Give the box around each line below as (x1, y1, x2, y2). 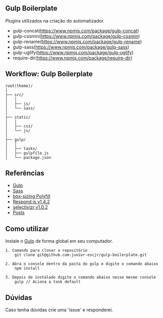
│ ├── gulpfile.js (5, 151, 49, 156)
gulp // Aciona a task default (14, 279, 81, 285)
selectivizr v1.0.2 (12, 204, 48, 210)
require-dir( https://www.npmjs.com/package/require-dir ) (12, 55, 133, 61)
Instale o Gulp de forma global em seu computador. (5, 238, 113, 244)
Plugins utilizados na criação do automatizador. (5, 17, 105, 24)
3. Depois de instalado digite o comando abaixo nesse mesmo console (5, 275, 156, 280)
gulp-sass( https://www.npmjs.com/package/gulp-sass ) (12, 44, 130, 50)
